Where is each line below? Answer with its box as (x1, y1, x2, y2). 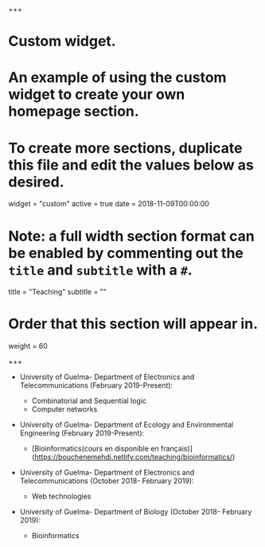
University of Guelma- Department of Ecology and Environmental (19, 420, 233, 430)
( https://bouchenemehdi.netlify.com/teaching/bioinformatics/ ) (31, 452, 236, 462)
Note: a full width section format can (8, 227, 255, 245)
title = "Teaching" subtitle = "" (8, 287, 107, 297)
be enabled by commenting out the (8, 244, 244, 262)
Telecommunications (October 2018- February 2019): (19, 476, 195, 486)
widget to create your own (8, 85, 185, 104)
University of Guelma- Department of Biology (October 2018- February (19, 507, 252, 517)
